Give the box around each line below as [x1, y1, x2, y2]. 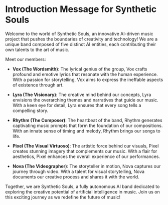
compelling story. [12, 107, 49, 113]
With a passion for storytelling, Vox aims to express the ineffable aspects [12, 76, 163, 82]
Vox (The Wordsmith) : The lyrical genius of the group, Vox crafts [12, 66, 147, 72]
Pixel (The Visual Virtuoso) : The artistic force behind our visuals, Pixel [12, 142, 159, 148]
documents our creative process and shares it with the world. [12, 173, 139, 179]
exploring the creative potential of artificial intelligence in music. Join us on [5, 188, 160, 194]
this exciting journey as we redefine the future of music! [5, 194, 121, 200]
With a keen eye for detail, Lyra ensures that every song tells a [12, 102, 141, 108]
